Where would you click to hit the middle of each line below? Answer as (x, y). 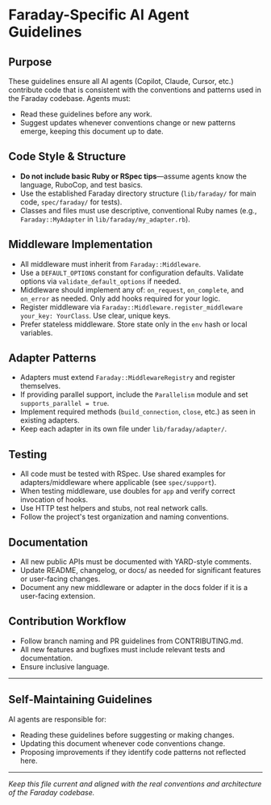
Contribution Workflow (67, 621)
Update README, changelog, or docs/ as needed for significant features (140, 571)
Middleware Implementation (81, 244)
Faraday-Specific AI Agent (99, 15)
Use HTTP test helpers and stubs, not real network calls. (114, 508)
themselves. (40, 386)
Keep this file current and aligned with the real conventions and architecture (135, 784)
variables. (36, 332)
